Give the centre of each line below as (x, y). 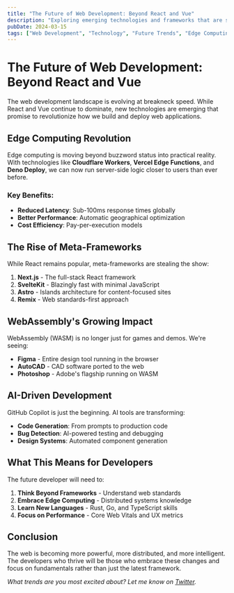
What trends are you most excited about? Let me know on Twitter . (102, 582)
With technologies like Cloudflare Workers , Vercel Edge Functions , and (111, 162)
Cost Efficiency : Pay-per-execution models (80, 225)
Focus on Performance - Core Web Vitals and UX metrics (100, 515)
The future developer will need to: (56, 479)
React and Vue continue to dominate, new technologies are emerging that (113, 109)
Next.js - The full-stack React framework (76, 277)
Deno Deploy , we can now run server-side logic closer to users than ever (112, 170)
